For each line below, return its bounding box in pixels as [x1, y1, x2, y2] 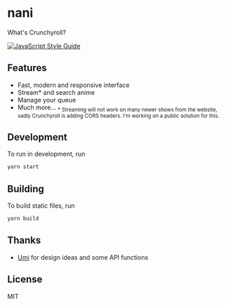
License [7, 274, 43, 286]
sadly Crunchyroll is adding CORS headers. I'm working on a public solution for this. [17, 112, 220, 119]
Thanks [7, 234, 41, 246]
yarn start [7, 164, 39, 171]
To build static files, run [7, 201, 75, 210]
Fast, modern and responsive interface [17, 81, 130, 89]
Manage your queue [17, 95, 77, 104]
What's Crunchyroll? [7, 28, 67, 36]
